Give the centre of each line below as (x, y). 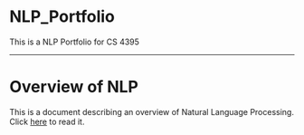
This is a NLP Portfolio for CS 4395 (75, 42)
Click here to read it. (47, 121)
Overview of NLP (74, 87)
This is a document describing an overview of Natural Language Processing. (152, 111)
